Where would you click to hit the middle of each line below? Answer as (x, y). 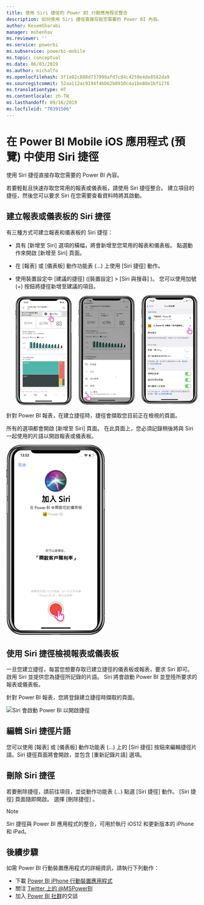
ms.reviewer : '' (27, 39)
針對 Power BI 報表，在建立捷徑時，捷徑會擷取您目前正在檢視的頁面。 (93, 416)
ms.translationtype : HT (36, 90)
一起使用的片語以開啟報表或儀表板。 (52, 436)
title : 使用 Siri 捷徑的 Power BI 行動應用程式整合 (67, 13)
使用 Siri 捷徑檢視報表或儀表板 (63, 653)
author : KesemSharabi (34, 26)
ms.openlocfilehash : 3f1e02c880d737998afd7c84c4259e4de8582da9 (88, 77)
